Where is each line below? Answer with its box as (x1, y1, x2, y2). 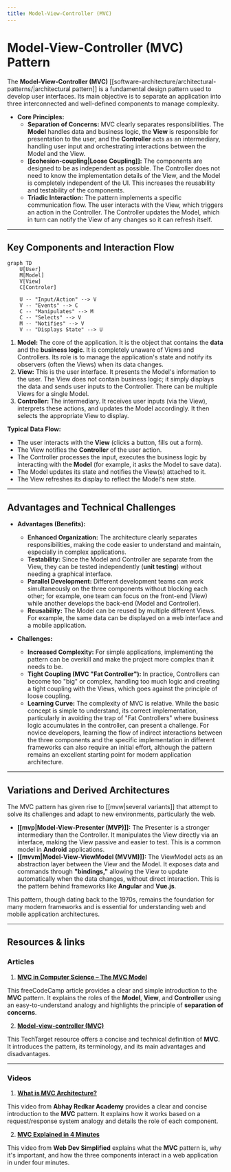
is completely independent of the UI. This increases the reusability (27, 179, 215, 187)
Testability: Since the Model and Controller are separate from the (27, 555, 214, 564)
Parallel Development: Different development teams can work (27, 577, 204, 586)
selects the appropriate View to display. (16, 412, 129, 420)
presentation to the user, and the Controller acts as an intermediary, (27, 135, 221, 143)
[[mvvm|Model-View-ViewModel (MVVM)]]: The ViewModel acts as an (16, 853, 223, 861)
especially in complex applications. (27, 548, 127, 556)
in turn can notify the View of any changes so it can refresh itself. (27, 215, 212, 224)
